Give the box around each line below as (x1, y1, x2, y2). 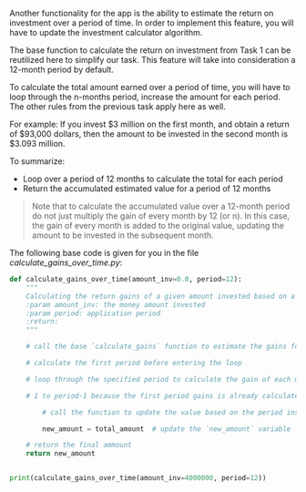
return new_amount (25, 449, 96, 458)
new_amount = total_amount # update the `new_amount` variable (42, 424, 291, 434)
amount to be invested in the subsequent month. (31, 230, 214, 241)
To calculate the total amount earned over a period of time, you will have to (9, 82, 291, 92)
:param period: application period (25, 309, 161, 318)
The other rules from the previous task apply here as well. (9, 101, 226, 112)
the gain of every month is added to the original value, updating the (31, 220, 285, 231)
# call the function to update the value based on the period (42, 407, 283, 417)
